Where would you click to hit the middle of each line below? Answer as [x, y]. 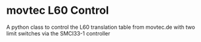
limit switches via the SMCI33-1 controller [58, 33]
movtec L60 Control [58, 10]
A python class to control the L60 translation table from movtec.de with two [101, 27]
